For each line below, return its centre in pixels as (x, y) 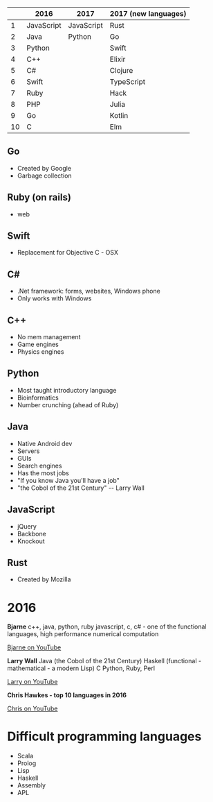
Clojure (121, 70)
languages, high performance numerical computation (83, 634)
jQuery (27, 526)
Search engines (39, 466)
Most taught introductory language (67, 390)
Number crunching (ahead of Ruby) (68, 404)
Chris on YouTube (33, 709)
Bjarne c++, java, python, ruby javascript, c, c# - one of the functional (107, 626)
